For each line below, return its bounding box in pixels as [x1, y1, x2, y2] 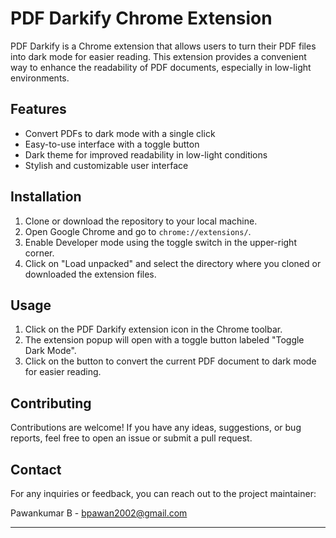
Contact [10, 461, 62, 478]
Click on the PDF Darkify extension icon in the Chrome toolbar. [24, 323, 283, 336]
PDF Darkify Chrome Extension [10, 7, 273, 30]
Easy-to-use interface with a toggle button [24, 138, 200, 150]
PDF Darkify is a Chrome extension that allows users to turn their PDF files [10, 40, 317, 52]
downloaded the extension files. [24, 268, 157, 280]
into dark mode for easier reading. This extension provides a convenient [10, 50, 307, 62]
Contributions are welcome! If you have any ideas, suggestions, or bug [10, 422, 302, 434]
